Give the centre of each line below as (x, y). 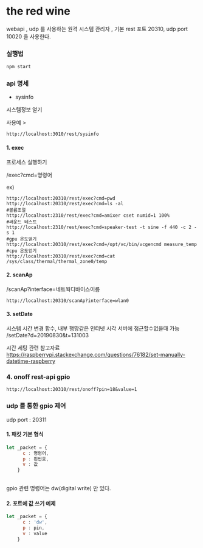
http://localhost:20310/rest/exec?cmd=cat (61, 256)
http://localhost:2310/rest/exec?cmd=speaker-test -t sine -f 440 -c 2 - (102, 227)
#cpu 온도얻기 (22, 251)
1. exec (15, 148)
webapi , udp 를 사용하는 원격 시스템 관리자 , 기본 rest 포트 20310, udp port (97, 29)
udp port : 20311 (26, 420)
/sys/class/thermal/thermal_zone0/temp (57, 261)
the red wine (39, 11)
